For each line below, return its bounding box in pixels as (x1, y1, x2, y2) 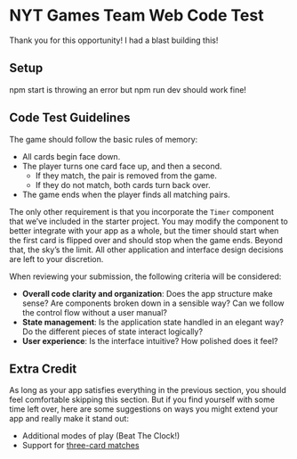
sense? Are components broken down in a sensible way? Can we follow (21, 298, 285, 308)
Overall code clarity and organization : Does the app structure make (21, 288, 273, 299)
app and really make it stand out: (9, 414, 129, 424)
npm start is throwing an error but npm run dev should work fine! (9, 84, 247, 94)
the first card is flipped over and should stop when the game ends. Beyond (9, 234, 283, 245)
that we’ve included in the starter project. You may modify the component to (9, 216, 289, 226)
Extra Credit (9, 361, 77, 376)
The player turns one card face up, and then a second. (21, 160, 222, 171)
